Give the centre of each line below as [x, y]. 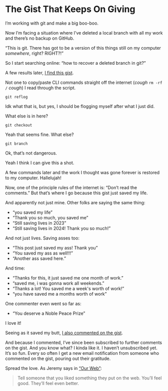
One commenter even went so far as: [43, 303]
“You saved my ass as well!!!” [43, 253]
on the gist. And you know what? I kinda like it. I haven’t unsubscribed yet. [81, 348]
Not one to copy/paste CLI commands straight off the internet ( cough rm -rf [84, 82]
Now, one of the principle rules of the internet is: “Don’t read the [71, 187]
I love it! [13, 323]
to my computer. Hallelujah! [33, 178]
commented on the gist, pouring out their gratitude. [58, 358]
